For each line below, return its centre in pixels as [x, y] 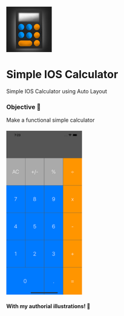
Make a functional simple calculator [51, 120]
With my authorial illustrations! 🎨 [48, 306]
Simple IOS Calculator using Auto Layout [57, 91]
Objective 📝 [24, 107]
